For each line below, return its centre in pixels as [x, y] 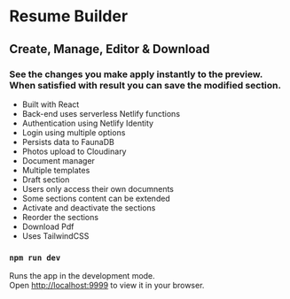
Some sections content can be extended [96, 198]
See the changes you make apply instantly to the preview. [136, 74]
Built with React [51, 104]
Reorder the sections [60, 217]
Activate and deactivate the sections [89, 207]
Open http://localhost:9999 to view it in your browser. [107, 286]
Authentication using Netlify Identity [87, 123]
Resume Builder [69, 16]
